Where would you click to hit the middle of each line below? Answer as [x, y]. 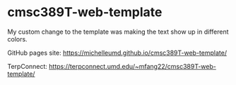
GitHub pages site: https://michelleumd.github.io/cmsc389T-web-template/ [117, 53]
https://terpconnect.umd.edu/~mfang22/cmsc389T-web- [133, 66]
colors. [17, 39]
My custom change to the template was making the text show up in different [118, 32]
